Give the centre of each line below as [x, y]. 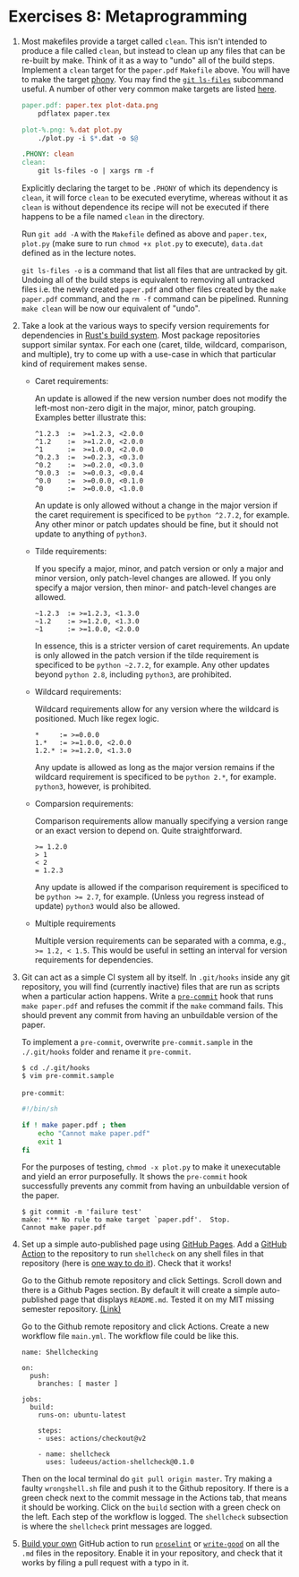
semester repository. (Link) [71, 1309]
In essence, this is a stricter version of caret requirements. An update [162, 646]
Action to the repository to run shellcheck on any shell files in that [143, 1254]
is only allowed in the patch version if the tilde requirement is [147, 656]
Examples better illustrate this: [90, 417]
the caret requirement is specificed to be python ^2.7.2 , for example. [162, 515]
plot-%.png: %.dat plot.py [72, 130]
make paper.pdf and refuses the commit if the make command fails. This [152, 1006]
